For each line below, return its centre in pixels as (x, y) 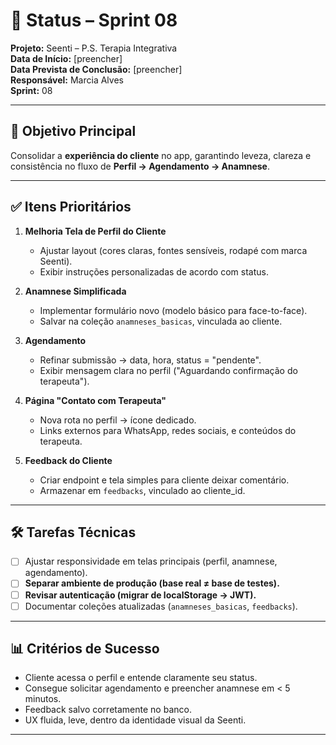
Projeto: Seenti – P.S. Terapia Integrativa (94, 48)
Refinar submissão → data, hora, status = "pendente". (150, 360)
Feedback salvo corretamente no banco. (108, 710)
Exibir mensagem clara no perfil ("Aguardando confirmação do (168, 370)
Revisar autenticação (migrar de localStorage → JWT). (140, 595)
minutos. (43, 699)
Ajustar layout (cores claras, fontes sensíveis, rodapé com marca (173, 250)
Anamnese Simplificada (75, 291)
